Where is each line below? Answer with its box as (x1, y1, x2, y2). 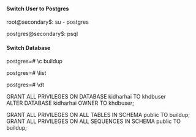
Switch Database (6, 44, 51, 51)
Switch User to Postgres (6, 5, 69, 12)
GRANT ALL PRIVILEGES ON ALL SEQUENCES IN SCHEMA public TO (6, 118, 181, 125)
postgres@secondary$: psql (6, 30, 78, 38)
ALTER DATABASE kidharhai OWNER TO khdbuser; (6, 99, 135, 107)
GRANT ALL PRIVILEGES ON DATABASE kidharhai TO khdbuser (6, 93, 167, 100)
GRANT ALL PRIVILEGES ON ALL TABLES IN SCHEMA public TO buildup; (6, 111, 190, 119)
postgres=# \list (6, 69, 47, 77)
